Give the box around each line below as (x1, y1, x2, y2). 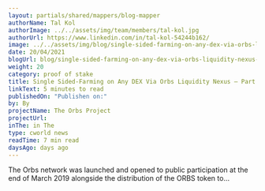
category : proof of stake (8, 70, 93, 78)
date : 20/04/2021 (8, 48, 65, 56)
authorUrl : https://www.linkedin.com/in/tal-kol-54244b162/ (8, 33, 211, 42)
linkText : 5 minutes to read (8, 84, 104, 93)
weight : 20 (8, 63, 44, 71)
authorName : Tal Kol (8, 19, 77, 27)
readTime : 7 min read (8, 136, 80, 144)
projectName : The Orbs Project (8, 107, 111, 115)
